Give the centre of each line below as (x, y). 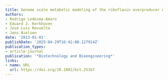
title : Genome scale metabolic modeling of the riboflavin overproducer (82, 10)
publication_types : (25, 47)
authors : (14, 14)
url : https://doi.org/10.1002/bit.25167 (52, 70)
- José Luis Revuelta (28, 28)
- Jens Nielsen (21, 33)
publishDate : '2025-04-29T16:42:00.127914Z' (52, 42)
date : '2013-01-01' (25, 38)
